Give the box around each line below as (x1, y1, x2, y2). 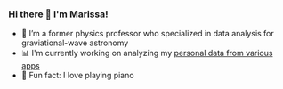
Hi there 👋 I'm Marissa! (8, 8, 109, 20)
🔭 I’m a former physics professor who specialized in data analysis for (20, 28, 275, 39)
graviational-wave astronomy (20, 37, 129, 48)
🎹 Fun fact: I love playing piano (20, 70, 134, 81)
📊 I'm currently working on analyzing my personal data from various (20, 48, 273, 59)
